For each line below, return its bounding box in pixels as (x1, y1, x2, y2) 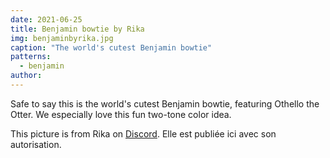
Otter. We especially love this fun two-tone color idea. (10, 108, 232, 120)
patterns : (10, 52, 52, 62)
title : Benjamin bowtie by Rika (10, 24, 145, 34)
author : (10, 71, 43, 81)
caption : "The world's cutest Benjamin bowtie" (10, 42, 213, 53)
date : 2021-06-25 (10, 14, 83, 25)
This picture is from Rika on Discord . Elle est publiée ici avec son (10, 127, 277, 140)
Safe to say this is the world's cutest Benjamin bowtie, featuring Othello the (10, 97, 320, 110)
